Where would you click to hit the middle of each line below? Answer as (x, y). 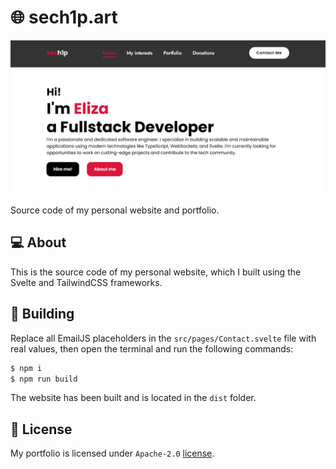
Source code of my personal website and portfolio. (115, 210)
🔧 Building (42, 314)
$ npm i (26, 368)
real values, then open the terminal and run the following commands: (152, 348)
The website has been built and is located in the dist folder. (133, 398)
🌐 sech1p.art (64, 17)
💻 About (38, 242)
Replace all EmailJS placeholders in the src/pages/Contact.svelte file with (163, 338)
